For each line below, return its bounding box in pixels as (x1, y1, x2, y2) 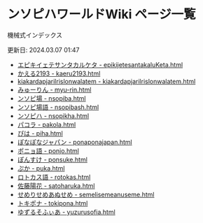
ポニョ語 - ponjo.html (17, 146, 79, 154)
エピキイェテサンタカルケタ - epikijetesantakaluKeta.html (17, 60, 183, 69)
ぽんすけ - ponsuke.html (17, 155, 87, 164)
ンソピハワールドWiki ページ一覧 (7, 6, 196, 22)
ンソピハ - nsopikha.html (17, 111, 90, 120)
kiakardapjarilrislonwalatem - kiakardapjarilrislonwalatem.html (17, 77, 196, 85)
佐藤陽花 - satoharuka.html (17, 181, 95, 189)
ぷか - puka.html (17, 164, 65, 172)
